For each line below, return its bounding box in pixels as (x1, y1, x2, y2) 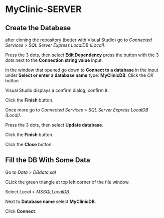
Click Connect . (5, 208, 37, 214)
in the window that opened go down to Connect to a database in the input (5, 67, 159, 73)
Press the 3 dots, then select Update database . (5, 122, 104, 128)
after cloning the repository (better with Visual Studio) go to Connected (5, 37, 152, 43)
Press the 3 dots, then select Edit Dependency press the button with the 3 (5, 52, 159, 58)
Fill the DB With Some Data (5, 156, 90, 164)
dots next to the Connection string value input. (5, 57, 103, 63)
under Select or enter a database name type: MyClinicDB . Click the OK (5, 72, 154, 78)
